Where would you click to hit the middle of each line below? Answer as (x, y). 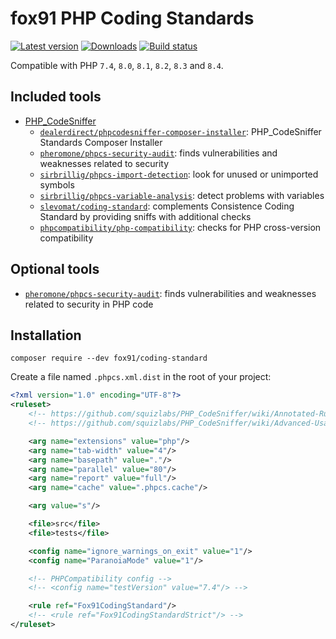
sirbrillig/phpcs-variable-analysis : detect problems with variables (182, 195)
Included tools (56, 97)
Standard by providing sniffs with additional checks (145, 216)
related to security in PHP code (89, 304)
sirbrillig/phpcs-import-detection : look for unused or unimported (179, 174)
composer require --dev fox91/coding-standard (109, 358)
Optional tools (55, 269)
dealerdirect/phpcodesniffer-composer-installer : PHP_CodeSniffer (180, 131)
